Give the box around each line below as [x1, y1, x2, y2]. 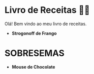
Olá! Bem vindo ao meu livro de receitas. [4, 21, 87, 27]
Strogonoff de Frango [11, 30, 57, 36]
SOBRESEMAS [4, 48, 65, 59]
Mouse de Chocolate [11, 64, 55, 70]
